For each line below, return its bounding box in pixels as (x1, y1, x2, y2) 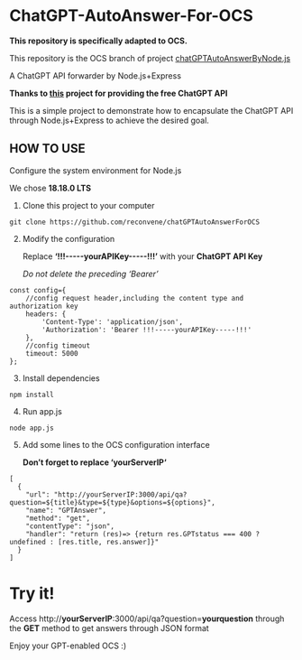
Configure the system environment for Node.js (9, 164, 182, 176)
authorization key (9, 302, 78, 311)
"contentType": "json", (25, 521, 115, 531)
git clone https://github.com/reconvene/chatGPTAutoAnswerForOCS (9, 218, 260, 227)
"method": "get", (25, 514, 91, 523)
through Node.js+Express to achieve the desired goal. (9, 115, 210, 125)
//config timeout (25, 340, 91, 350)
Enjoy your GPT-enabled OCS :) (9, 640, 127, 651)
